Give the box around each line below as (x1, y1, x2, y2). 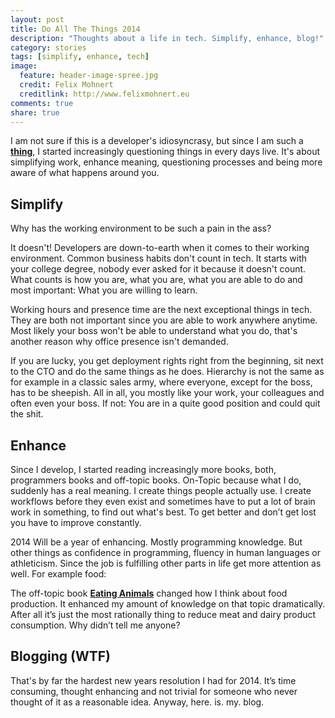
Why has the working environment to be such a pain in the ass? (10, 222, 272, 235)
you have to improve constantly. (10, 517, 142, 528)
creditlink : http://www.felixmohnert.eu (19, 89, 190, 99)
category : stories (10, 42, 87, 53)
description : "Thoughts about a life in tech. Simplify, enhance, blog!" (10, 33, 325, 43)
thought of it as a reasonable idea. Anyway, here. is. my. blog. (10, 696, 265, 708)
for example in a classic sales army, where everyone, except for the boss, (10, 376, 313, 388)
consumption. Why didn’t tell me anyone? (10, 619, 181, 631)
